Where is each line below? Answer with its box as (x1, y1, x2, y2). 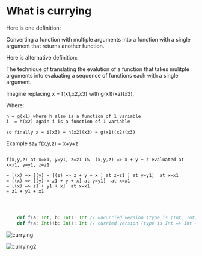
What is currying (6, 4, 92, 18)
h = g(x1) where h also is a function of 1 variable (6, 113, 141, 119)
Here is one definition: (6, 24, 61, 31)
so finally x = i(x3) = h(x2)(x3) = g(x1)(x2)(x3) (6, 129, 136, 135)
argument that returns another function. (6, 42, 105, 49)
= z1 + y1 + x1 (6, 188, 44, 194)
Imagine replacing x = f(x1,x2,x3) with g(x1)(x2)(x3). (6, 90, 135, 97)
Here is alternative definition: (6, 54, 78, 61)
